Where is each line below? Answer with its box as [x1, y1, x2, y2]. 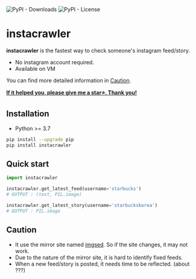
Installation [6, 109, 49, 119]
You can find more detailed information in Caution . [6, 76, 131, 84]
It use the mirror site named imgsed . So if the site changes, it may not [14, 241, 188, 248]
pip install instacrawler [6, 142, 71, 148]
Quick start [6, 159, 49, 169]
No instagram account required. [14, 58, 95, 66]
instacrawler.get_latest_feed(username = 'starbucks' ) [6, 186, 142, 192]
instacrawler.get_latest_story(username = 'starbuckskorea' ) [6, 202, 158, 208]
